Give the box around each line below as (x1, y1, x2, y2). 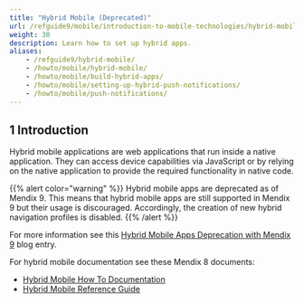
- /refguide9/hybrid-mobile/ (25, 55, 136, 64)
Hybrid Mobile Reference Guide (22, 284, 140, 295)
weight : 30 (9, 30, 51, 39)
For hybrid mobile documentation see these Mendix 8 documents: (9, 257, 255, 268)
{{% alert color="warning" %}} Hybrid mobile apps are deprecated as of (9, 183, 279, 194)
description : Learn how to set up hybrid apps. (9, 38, 193, 48)
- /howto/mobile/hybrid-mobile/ (25, 64, 147, 73)
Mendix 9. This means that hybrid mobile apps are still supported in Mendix (9, 193, 290, 204)
